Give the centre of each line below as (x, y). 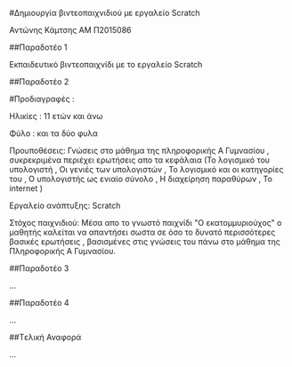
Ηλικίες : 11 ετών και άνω (56, 116)
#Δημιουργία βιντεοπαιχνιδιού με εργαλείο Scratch (105, 13)
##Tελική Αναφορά (45, 337)
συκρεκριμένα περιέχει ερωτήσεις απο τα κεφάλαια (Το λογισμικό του (139, 160)
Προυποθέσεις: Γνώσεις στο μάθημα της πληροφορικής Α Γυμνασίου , (139, 151)
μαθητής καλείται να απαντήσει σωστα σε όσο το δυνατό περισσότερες (142, 232)
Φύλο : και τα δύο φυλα (53, 133)
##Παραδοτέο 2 (39, 82)
